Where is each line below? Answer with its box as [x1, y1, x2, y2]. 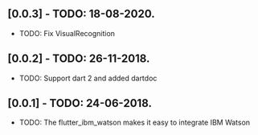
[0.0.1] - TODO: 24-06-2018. [7, 96, 152, 110]
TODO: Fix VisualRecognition [18, 28, 116, 38]
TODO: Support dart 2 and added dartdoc [18, 73, 158, 83]
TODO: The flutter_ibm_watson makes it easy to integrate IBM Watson [18, 117, 251, 128]
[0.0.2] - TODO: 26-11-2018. [7, 52, 150, 66]
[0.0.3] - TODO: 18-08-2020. [7, 7, 155, 21]
